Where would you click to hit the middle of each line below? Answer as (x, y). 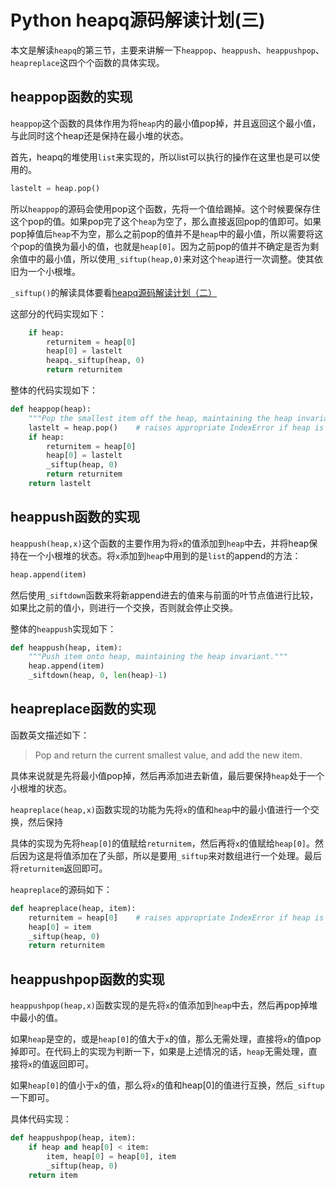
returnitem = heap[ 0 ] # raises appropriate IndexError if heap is (176, 917)
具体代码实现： (41, 1119)
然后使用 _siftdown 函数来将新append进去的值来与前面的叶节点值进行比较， (164, 595)
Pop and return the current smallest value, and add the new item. (168, 755)
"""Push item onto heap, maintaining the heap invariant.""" (158, 657)
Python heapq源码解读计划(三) (138, 20)
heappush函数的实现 (75, 517)
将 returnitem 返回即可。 (59, 868)
